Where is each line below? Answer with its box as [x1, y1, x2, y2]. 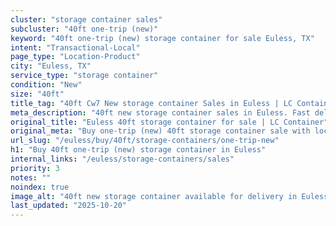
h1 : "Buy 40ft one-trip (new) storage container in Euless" [10, 145, 267, 155]
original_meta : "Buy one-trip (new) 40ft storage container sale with [10, 126, 311, 136]
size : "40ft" [10, 89, 65, 99]
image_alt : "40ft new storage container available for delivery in [10, 191, 298, 201]
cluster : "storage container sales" [10, 14, 163, 25]
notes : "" [10, 172, 52, 183]
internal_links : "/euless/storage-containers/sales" [10, 154, 235, 164]
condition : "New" [10, 80, 83, 90]
